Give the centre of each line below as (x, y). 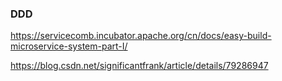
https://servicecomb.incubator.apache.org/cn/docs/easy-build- (141, 36)
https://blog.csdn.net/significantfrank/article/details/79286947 (139, 66)
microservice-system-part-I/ (69, 46)
